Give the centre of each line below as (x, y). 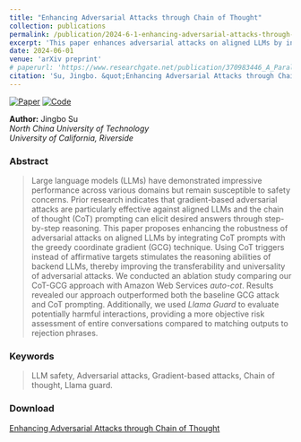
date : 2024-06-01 (42, 51)
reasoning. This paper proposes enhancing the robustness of (175, 229)
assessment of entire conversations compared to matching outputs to (159, 324)
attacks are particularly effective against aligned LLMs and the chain (157, 209)
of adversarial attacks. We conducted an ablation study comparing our (161, 276)
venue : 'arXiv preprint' (56, 59)
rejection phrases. (64, 334)
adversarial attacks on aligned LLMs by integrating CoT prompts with (158, 238)
